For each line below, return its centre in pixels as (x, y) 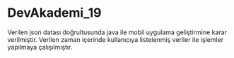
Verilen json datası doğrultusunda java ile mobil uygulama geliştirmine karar (117, 32)
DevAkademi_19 (54, 13)
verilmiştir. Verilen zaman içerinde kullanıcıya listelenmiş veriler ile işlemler (116, 39)
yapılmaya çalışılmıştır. (40, 47)
